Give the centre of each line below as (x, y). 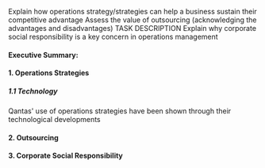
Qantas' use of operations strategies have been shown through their (120, 111)
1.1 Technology (33, 91)
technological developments (54, 120)
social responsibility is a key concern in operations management (113, 36)
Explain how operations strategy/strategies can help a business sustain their (133, 11)
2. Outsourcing (34, 137)
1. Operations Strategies (49, 73)
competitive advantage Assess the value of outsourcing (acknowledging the (132, 20)
